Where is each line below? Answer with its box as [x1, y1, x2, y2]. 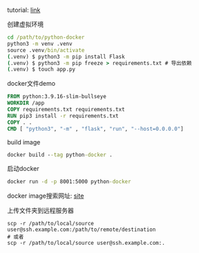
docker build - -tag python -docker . [7, 151, 113, 158]
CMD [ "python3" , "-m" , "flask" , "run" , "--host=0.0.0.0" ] [7, 125, 184, 132]
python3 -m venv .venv [7, 40, 73, 47]
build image [7, 138, 41, 146]
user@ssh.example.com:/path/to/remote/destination [7, 226, 156, 234]
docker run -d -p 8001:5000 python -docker [7, 178, 131, 185]
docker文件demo [7, 79, 56, 88]
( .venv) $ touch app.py [7, 66, 76, 73]
